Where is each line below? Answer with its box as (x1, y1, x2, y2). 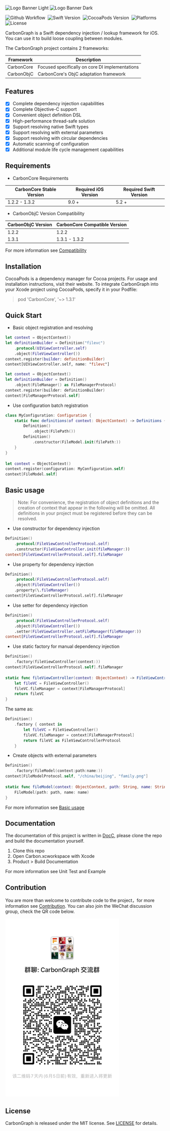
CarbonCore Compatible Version (56, 222, 127, 228)
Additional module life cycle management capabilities (12, 146, 124, 153)
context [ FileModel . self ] (5, 472, 58, 477)
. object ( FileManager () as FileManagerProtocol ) (14, 382, 116, 388)
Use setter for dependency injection (12, 602, 88, 608)
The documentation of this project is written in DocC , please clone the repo (5, 832, 162, 839)
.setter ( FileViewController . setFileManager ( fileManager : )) (14, 629, 142, 634)
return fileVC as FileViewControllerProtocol (23, 738, 121, 743)
